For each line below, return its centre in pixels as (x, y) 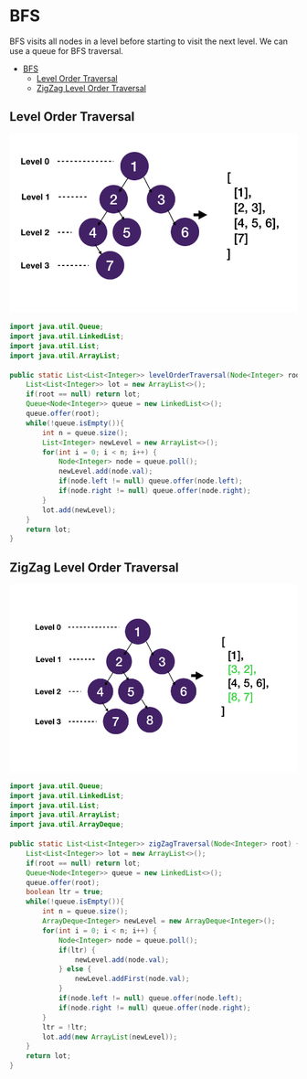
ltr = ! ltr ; (65, 1027)
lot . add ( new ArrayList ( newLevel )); (110, 1037)
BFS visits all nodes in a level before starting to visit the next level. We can (149, 41)
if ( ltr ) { (77, 950)
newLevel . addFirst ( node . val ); (132, 979)
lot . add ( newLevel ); (79, 510)
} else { (75, 969)
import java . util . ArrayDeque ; (67, 825)
